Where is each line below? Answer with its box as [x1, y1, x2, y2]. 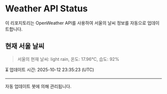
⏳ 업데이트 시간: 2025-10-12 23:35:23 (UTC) [5, 66, 94, 72]
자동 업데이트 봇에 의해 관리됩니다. [5, 83, 72, 89]
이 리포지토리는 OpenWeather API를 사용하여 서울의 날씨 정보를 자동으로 [5, 20, 147, 26]
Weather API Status [5, 3, 88, 14]
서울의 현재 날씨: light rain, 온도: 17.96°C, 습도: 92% [17, 56, 119, 62]
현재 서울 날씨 [5, 42, 45, 50]
